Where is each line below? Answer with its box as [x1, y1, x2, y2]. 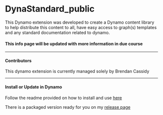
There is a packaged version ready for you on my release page [5, 104, 131, 110]
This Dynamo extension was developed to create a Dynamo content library [5, 19, 154, 25]
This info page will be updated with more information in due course [5, 41, 143, 46]
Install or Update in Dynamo [5, 84, 62, 90]
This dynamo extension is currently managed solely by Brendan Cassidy [5, 69, 149, 74]
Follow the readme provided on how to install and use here [5, 95, 122, 101]
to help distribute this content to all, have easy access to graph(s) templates [5, 24, 157, 30]
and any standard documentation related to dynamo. [5, 29, 110, 35]
